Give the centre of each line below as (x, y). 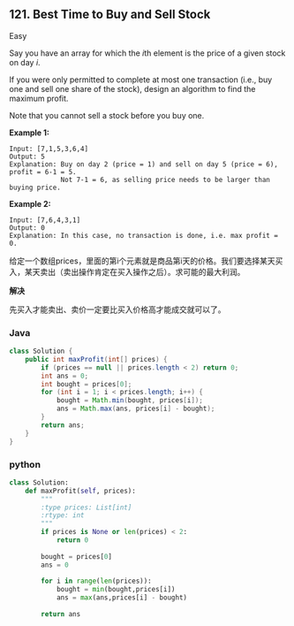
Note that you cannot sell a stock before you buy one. (107, 115)
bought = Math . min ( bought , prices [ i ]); (129, 401)
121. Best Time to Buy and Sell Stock (110, 15)
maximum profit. (39, 98)
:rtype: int (63, 515)
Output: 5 (27, 156)
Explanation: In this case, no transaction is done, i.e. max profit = (143, 235)
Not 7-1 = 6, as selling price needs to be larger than (166, 179)
